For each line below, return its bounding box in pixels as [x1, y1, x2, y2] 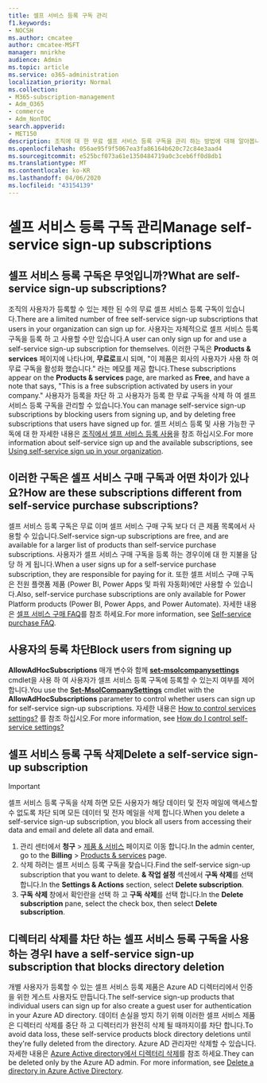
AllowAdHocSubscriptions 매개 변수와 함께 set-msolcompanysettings [8, 665, 240, 675]
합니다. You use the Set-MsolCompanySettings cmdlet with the [8, 685, 215, 695]
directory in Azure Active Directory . [8, 1066, 124, 1075]
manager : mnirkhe [8, 48, 66, 56]
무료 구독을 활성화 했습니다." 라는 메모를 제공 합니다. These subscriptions [8, 363, 237, 373]
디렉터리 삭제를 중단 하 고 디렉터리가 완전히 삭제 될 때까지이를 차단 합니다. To [16, 1020, 253, 1030]
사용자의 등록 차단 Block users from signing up [8, 643, 232, 656]
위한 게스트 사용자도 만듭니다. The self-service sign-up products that [16, 992, 234, 1001]
